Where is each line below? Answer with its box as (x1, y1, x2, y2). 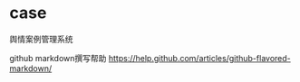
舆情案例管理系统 (9, 33, 73, 44)
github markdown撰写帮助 (9, 52, 107, 63)
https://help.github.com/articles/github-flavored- (108, 52, 292, 63)
